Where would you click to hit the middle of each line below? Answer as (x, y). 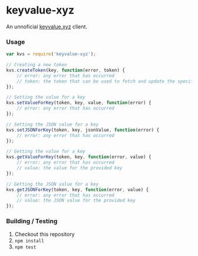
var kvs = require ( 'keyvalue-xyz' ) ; (51, 54)
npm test (25, 247)
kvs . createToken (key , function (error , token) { (66, 70)
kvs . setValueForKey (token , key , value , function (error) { (79, 103)
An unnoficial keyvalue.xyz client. (47, 27)
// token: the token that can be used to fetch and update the (96, 81)
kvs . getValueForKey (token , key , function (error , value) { (79, 157)
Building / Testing (32, 221)
